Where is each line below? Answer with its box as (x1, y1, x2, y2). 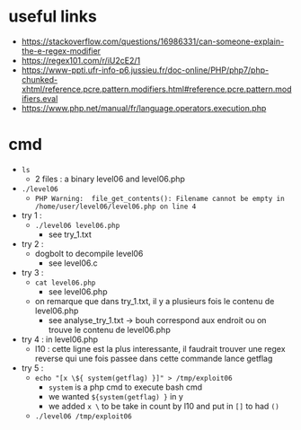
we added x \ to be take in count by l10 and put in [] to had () (48, 400, 279, 411)
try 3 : (21, 267, 44, 277)
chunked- (21, 74, 58, 84)
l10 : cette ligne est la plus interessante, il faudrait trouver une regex (34, 343, 286, 354)
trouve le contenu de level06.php (48, 324, 172, 335)
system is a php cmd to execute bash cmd (48, 382, 203, 392)
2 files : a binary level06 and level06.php (34, 173, 186, 184)
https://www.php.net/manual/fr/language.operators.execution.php (21, 102, 267, 113)
